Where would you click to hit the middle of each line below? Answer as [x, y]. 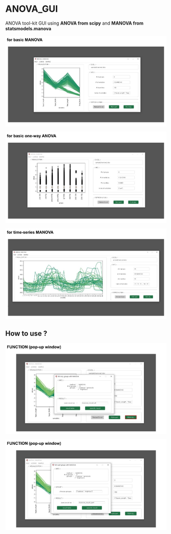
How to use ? [26, 333]
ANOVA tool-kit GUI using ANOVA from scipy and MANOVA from [74, 23]
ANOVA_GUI [31, 9]
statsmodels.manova [28, 28]
